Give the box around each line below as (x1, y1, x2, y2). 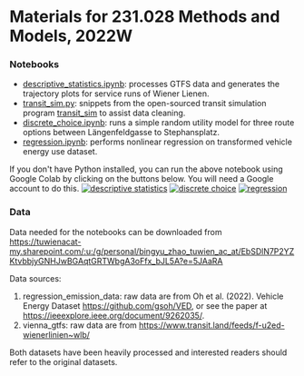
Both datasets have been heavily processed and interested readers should (9, 347, 288, 358)
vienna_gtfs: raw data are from (22, 320, 138, 331)
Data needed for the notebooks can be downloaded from (9, 226, 222, 237)
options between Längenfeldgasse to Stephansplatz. (22, 127, 221, 138)
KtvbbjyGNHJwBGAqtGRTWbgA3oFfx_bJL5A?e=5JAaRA (9, 255, 224, 266)
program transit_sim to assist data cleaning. (22, 107, 186, 119)
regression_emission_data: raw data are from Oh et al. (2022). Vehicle (22, 291, 284, 302)
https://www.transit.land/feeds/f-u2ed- (139, 320, 286, 331)
